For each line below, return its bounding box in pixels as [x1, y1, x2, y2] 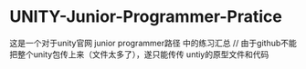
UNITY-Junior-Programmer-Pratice [9, 6, 283, 27]
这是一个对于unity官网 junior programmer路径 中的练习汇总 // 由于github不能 [9, 37, 297, 48]
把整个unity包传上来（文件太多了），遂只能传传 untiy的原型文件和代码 [9, 48, 269, 60]
